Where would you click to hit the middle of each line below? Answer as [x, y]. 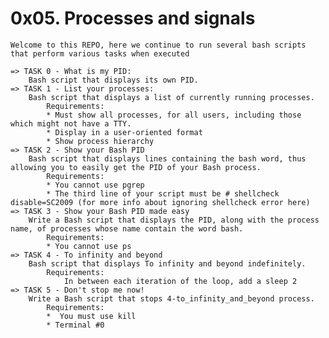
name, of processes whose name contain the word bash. [127, 228]
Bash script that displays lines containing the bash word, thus [167, 158]
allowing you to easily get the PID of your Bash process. [136, 167]
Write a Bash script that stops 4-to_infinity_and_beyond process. [171, 298]
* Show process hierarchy [100, 141]
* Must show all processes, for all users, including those [174, 115]
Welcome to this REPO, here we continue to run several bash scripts [158, 45]
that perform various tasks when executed [100, 53]
